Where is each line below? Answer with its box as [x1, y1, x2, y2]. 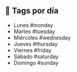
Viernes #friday [13, 47, 52, 54]
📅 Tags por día [5, 6, 59, 16]
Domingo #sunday [13, 59, 59, 66]
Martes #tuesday [13, 28, 56, 35]
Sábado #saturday [13, 53, 59, 60]
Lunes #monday [13, 21, 53, 28]
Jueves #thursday [13, 40, 58, 47]
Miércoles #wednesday [13, 34, 71, 41]
